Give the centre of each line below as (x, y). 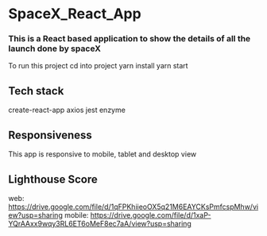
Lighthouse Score (53, 179)
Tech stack (36, 91)
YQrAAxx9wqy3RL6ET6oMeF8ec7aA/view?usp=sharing (100, 223)
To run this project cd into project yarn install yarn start (98, 66)
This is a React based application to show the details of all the (130, 39)
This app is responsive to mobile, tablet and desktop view (103, 154)
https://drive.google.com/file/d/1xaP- (151, 215)
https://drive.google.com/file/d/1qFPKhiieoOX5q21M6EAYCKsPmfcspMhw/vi (133, 207)
